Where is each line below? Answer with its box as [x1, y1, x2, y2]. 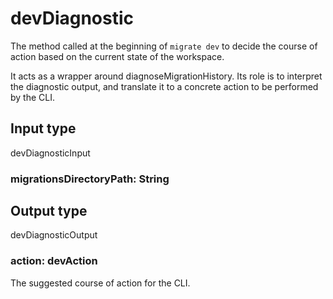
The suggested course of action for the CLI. [10, 277, 191, 289]
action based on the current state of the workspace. [10, 50, 225, 62]
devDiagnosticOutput [10, 229, 98, 241]
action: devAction [10, 254, 98, 268]
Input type [10, 120, 77, 137]
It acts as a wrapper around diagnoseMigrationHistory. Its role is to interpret [10, 70, 323, 82]
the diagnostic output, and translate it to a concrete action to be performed [10, 80, 319, 92]
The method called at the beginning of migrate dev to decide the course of [10, 40, 318, 52]
